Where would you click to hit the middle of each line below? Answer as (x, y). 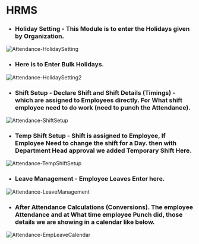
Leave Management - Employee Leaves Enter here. (90, 179)
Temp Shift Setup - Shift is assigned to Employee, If (90, 136)
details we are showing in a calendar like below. (85, 221)
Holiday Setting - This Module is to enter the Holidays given (102, 29)
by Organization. (39, 36)
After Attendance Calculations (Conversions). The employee (104, 207)
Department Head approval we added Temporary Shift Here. (103, 150)
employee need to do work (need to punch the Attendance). (103, 107)
